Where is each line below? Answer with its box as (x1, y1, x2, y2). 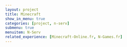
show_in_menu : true (5, 16, 45, 21)
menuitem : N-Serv (5, 30, 41, 35)
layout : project (5, 7, 39, 12)
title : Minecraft (5, 12, 41, 17)
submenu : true (5, 25, 35, 30)
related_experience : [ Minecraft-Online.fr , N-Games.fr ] (5, 35, 123, 40)
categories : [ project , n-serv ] (5, 21, 70, 26)
